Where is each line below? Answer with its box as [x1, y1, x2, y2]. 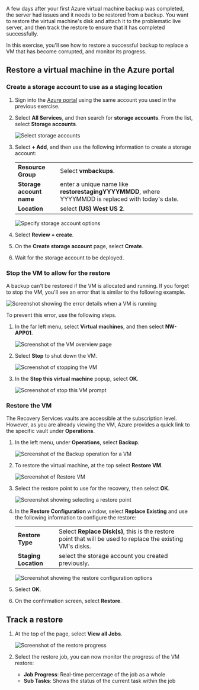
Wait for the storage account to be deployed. [14, 254, 124, 261]
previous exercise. [14, 102, 60, 110]
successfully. [6, 30, 38, 37]
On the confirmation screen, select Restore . [14, 598, 123, 605]
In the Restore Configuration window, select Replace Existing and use [14, 508, 188, 515]
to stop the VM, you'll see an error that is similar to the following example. [6, 288, 186, 296]
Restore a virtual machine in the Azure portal [6, 65, 175, 75]
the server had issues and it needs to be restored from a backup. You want [6, 11, 189, 18]
